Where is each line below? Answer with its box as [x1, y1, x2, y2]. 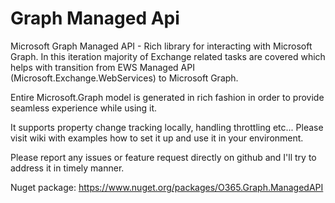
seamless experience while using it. [10, 102, 158, 114]
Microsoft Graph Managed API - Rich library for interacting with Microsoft [10, 40, 313, 52]
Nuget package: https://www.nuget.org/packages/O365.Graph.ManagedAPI [10, 181, 324, 193]
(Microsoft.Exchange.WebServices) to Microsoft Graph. [10, 72, 239, 84]
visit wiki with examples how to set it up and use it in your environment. [10, 132, 304, 144]
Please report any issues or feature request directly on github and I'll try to [10, 151, 317, 163]
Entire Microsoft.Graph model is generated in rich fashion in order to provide [10, 91, 325, 103]
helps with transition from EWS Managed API [10, 61, 195, 73]
